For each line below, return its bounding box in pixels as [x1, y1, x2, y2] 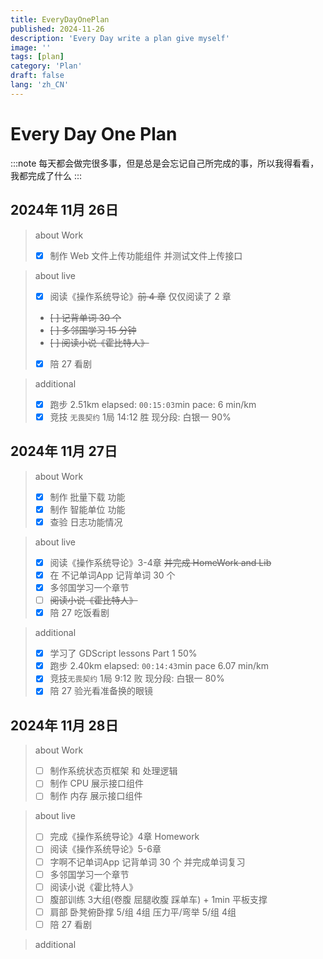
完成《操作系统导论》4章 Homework [49, 831, 200, 843]
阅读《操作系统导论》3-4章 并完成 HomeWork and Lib [49, 556, 272, 568]
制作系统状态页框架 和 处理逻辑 [49, 765, 178, 777]
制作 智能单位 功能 [49, 503, 126, 515]
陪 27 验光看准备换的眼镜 [49, 685, 153, 697]
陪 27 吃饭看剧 [49, 607, 110, 619]
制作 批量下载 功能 [49, 491, 126, 503]
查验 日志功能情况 [49, 516, 123, 528]
